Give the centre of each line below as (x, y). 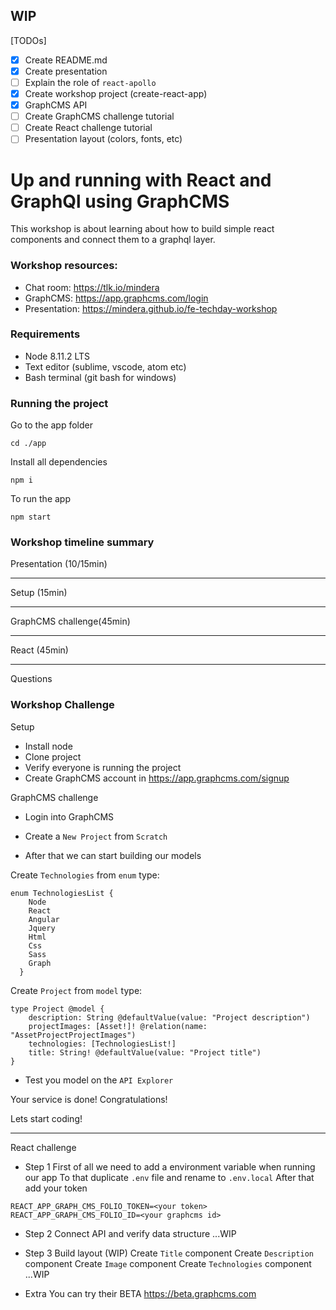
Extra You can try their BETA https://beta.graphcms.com (140, 1293)
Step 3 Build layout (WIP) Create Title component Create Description (169, 1253)
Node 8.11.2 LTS (57, 356)
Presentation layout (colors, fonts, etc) (103, 139)
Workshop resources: (64, 266)
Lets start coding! (46, 1118)
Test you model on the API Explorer (99, 1080)
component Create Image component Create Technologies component (168, 1263)
